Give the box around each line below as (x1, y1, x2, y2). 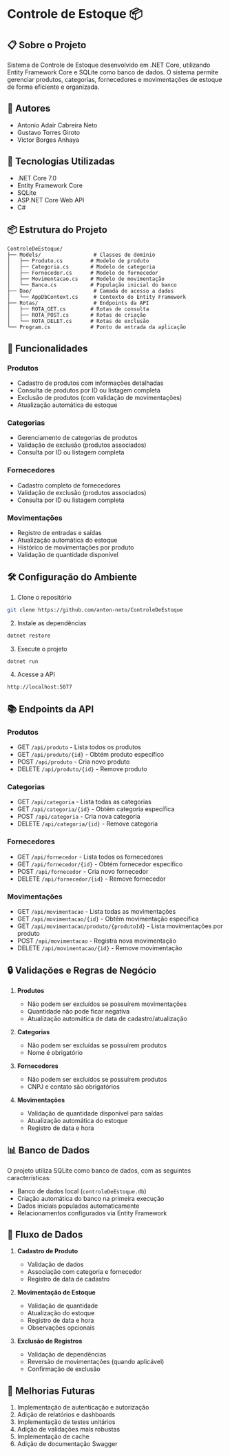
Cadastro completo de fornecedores (17, 481, 121, 490)
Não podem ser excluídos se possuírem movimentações (27, 1000, 187, 1008)
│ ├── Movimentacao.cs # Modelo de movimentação (7, 275, 165, 283)
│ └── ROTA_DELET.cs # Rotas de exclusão (7, 318, 149, 325)
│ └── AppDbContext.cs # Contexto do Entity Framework (7, 294, 187, 301)
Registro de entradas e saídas (17, 529, 102, 537)
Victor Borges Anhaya (17, 136, 80, 144)
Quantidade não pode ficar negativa (27, 1007, 130, 1015)
